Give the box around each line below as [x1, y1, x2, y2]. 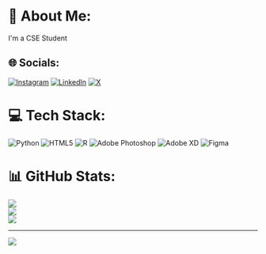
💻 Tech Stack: [8, 106, 106, 124]
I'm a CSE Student [8, 33, 67, 43]
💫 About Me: [8, 7, 92, 25]
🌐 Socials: [8, 56, 60, 70]
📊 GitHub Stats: [8, 167, 116, 185]
